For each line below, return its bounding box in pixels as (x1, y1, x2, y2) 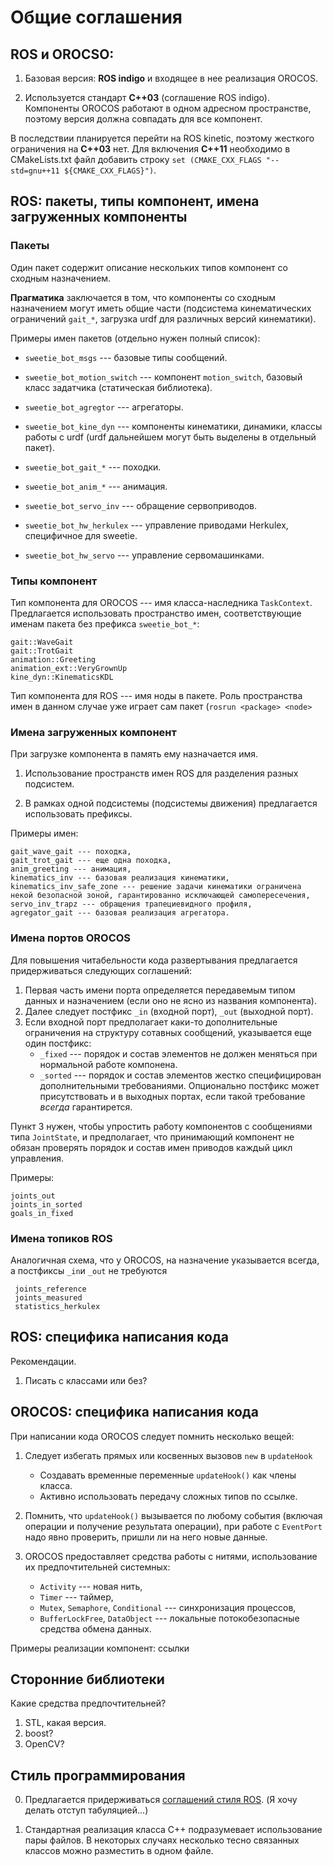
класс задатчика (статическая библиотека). (24, 381, 213, 393)
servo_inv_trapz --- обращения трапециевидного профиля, (10, 899, 253, 910)
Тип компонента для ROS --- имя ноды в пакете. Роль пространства (10, 689, 303, 701)
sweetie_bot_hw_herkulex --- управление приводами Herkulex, (24, 519, 289, 531)
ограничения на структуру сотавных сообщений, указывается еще (24, 1026, 312, 1038)
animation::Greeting (10, 654, 97, 665)
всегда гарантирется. (39, 1101, 133, 1113)
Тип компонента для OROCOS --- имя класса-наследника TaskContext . (10, 596, 313, 608)
